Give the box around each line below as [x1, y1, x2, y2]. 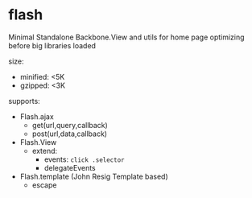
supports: [8, 96, 40, 105]
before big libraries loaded [8, 40, 97, 50]
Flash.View [19, 137, 57, 146]
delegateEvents [43, 163, 97, 172]
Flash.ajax [19, 111, 54, 122]
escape [31, 179, 57, 190]
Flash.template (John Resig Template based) [19, 171, 169, 181]
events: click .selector [43, 155, 125, 164]
